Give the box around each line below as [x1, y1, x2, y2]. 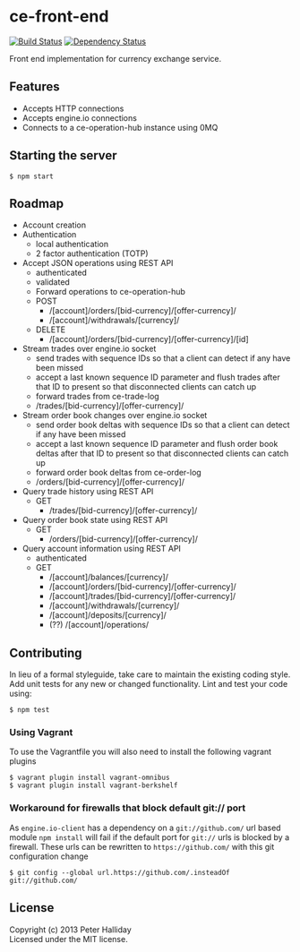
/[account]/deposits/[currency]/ [48, 610, 167, 621]
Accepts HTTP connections [21, 103, 124, 114]
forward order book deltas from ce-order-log [35, 467, 201, 478]
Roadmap [9, 195, 64, 211]
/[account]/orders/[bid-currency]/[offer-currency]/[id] [48, 334, 249, 345]
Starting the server [9, 148, 118, 163]
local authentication [35, 239, 109, 250]
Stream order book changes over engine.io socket [21, 410, 208, 421]
